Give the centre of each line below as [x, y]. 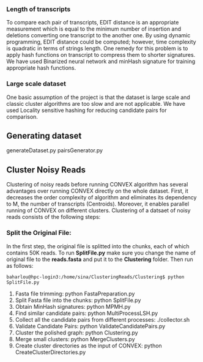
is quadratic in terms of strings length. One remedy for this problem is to [97, 48]
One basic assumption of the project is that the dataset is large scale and [98, 97]
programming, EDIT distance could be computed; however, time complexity [102, 42]
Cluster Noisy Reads [46, 170]
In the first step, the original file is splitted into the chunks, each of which [98, 246]
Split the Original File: [39, 233]
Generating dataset [44, 135]
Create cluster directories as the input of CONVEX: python [88, 345]
